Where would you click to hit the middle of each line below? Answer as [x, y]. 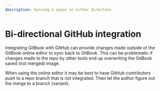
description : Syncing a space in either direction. [59, 10]
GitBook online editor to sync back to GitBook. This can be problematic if [79, 53]
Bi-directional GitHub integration [73, 34]
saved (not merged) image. [32, 63]
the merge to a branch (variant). [37, 83]
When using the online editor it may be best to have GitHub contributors [78, 73]
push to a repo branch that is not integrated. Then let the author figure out [80, 78]
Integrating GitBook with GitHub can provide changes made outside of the [80, 48]
